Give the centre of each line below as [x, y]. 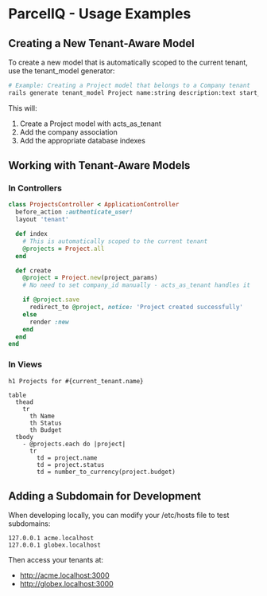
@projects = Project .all [64, 249]
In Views [25, 365]
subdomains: [29, 523]
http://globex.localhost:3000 [66, 584]
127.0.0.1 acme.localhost [51, 539]
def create [33, 271]
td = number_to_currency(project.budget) [106, 472]
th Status [45, 423]
